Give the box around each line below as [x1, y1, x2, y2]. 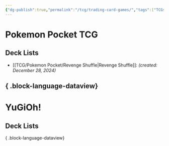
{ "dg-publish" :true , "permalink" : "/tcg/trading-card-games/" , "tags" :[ [5, 7, 154, 12]
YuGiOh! [5, 102, 41, 113]
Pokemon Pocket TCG [5, 28, 98, 40]
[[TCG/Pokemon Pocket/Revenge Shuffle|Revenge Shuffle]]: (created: [12, 62, 157, 68]
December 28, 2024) [12, 67, 56, 73]
